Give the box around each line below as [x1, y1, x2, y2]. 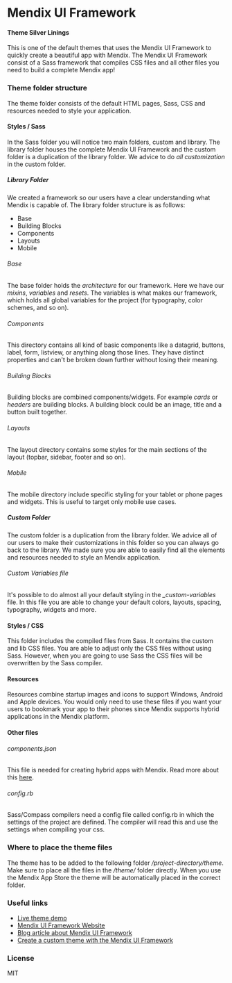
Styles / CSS [7, 621, 44, 630]
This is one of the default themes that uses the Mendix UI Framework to [7, 44, 212, 52]
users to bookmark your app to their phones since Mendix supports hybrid [7, 705, 220, 713]
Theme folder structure [7, 83, 88, 93]
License [7, 953, 35, 963]
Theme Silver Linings [7, 28, 69, 36]
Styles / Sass [7, 122, 46, 131]
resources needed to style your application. [7, 106, 132, 115]
